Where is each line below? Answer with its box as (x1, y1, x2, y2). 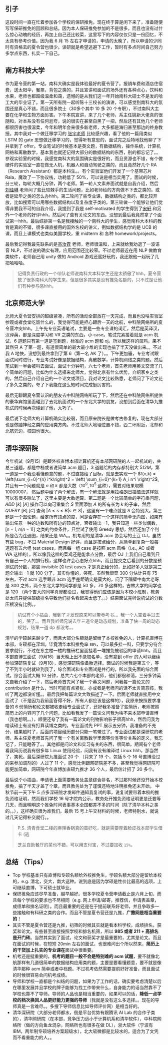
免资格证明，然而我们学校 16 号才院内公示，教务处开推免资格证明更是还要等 (5, 795, 161, 801)
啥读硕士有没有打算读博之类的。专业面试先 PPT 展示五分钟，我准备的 (5, 722, 147, 728)
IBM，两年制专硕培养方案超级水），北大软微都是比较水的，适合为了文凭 (12, 1028, 159, 1034)
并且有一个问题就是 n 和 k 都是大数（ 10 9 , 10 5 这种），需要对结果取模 (5, 482, 144, 488)
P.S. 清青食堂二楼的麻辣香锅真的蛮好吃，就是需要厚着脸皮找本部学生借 (17, 825, 163, 831)
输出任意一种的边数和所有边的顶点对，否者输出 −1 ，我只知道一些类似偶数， (5, 520, 160, 526)
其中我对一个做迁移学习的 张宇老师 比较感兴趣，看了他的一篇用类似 (13, 130, 152, 136)
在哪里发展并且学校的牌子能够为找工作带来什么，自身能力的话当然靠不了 (12, 984, 161, 991)
